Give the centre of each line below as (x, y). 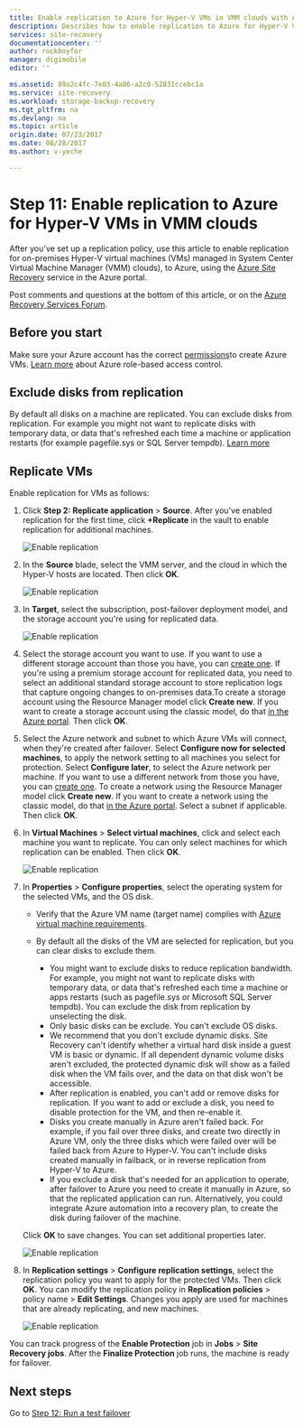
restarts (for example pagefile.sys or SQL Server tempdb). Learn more (140, 443)
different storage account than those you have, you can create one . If (151, 664)
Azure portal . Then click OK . (75, 721)
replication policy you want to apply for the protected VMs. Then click (152, 1280)
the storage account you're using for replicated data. (120, 619)
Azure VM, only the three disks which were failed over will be (163, 1141)
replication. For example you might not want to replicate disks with (133, 424)
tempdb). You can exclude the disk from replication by (150, 1007)
